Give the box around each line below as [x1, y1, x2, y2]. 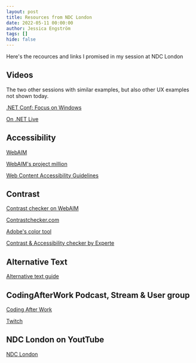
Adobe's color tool [6, 228, 52, 235]
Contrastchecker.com [6, 216, 60, 224]
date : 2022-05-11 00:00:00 [6, 20, 73, 26]
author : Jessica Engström [6, 25, 71, 32]
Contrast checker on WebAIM [6, 205, 79, 212]
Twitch [6, 318, 23, 325]
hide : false [6, 36, 36, 42]
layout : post [6, 8, 39, 15]
